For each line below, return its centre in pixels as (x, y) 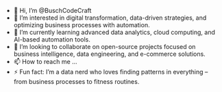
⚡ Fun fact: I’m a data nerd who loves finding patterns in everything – (111, 72)
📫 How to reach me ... (45, 62)
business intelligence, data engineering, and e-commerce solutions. (109, 54)
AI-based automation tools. (52, 40)
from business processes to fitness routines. (76, 81)
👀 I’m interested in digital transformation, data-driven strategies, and (110, 18)
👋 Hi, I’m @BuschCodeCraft (52, 11)
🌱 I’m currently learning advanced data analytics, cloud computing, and (114, 32)
